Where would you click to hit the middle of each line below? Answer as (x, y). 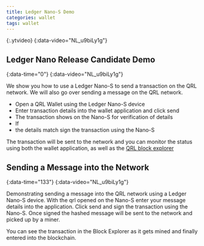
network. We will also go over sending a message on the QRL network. (95, 92)
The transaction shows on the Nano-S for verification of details (94, 117)
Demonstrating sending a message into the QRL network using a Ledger (97, 194)
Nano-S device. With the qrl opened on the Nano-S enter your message (96, 200)
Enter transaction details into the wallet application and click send (97, 111)
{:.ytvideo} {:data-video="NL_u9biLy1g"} (57, 41)
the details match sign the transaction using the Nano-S (85, 130)
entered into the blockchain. (41, 238)
